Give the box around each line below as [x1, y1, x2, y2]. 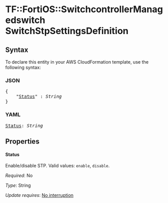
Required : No [5, 172, 33, 179]
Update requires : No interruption [5, 192, 74, 198]
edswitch [5, 14, 46, 26]
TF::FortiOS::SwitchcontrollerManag [5, 4, 163, 15]
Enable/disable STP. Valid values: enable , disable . [5, 163, 110, 169]
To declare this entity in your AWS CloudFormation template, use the [5, 59, 149, 65]
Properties [5, 137, 40, 146]
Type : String [5, 182, 31, 189]
